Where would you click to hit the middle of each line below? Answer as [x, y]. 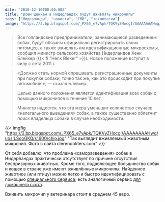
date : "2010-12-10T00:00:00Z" [36, 10]
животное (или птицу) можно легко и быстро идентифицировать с [75, 174]
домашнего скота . [24, 185]
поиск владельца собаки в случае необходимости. [71, 118]
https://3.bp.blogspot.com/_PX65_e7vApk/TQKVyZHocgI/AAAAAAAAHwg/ [83, 133]
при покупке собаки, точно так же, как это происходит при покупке [88, 78]
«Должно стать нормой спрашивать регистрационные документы [87, 73]
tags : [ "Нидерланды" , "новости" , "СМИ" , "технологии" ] [62, 19]
